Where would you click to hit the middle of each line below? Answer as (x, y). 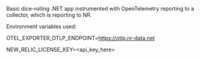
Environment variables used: (41, 27)
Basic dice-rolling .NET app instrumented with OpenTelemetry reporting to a (100, 9)
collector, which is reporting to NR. (49, 15)
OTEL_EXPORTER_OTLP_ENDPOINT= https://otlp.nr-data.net (80, 38)
